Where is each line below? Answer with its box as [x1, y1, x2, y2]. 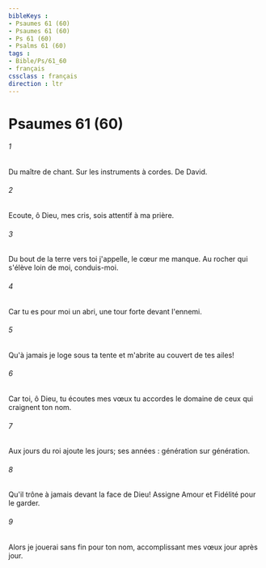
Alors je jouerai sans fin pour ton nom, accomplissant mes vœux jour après [8, 542, 259, 552]
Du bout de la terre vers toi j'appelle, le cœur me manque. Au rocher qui [8, 254, 248, 264]
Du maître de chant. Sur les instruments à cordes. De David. [8, 167, 208, 177]
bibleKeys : [8, 11, 49, 20]
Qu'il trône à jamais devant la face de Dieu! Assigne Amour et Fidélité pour [8, 489, 256, 499]
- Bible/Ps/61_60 [8, 58, 67, 66]
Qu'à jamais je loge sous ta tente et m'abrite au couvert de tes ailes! [8, 350, 234, 360]
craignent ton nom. [8, 402, 72, 412]
